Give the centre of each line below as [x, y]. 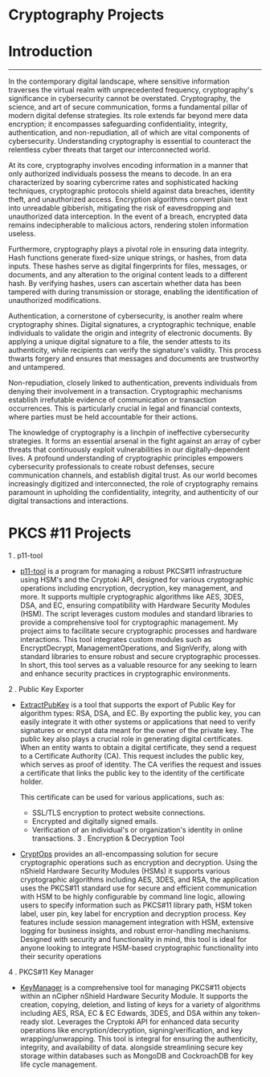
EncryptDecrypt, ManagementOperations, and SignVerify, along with [133, 648]
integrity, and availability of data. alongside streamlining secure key [131, 1047]
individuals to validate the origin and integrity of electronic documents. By [131, 333]
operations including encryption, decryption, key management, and [131, 588]
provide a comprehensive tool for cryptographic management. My [129, 622]
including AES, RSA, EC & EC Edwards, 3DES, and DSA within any [128, 1014]
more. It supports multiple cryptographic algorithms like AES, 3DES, [132, 597]
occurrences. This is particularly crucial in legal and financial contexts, [125, 408]
